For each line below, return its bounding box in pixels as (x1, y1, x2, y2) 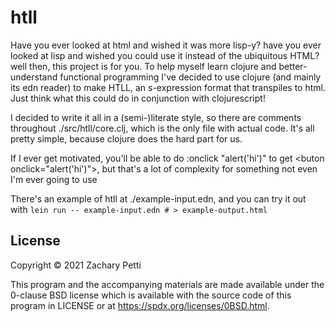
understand (10, 71, 58, 83)
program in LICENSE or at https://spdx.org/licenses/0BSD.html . (10, 299, 270, 311)
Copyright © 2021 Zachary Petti (10, 259, 142, 271)
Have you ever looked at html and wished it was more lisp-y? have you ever (10, 39, 322, 51)
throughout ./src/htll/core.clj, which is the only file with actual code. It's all (10, 122, 315, 134)
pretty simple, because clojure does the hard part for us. (10, 132, 243, 145)
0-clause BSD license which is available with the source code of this (10, 289, 292, 301)
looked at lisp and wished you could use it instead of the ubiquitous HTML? (10, 49, 320, 61)
